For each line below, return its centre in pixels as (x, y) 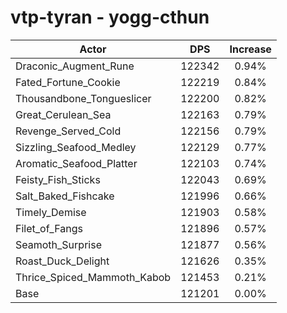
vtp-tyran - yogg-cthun (110, 17)
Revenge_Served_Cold (68, 131)
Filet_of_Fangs (49, 228)
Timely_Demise (51, 212)
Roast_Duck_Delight (62, 261)
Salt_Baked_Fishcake (65, 196)
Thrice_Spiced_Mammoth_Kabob (93, 277)
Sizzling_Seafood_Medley (76, 147)
